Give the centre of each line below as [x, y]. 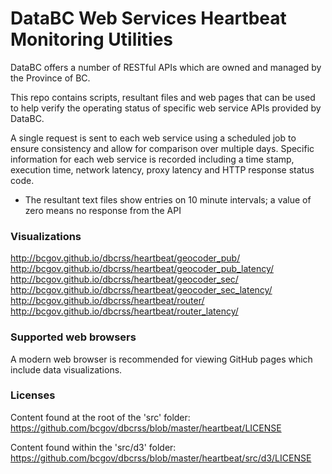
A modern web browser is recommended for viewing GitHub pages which [161, 359]
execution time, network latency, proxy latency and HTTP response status [162, 169]
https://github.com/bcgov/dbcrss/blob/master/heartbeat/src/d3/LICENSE [161, 458]
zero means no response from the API [103, 210]
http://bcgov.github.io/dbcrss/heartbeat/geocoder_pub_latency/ [142, 269]
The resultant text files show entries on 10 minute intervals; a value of [168, 199]
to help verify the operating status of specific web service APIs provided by [166, 108]
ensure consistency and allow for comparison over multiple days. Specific [162, 148]
